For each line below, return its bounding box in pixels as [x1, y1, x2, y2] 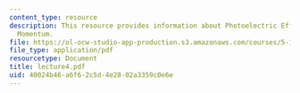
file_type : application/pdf [9, 46, 114, 55]
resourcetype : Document [9, 54, 98, 63]
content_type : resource [9, 12, 98, 22]
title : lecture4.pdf [9, 63, 87, 72]
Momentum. [17, 29, 54, 38]
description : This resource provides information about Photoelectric [9, 21, 278, 30]
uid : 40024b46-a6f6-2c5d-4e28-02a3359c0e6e [9, 71, 174, 80]
